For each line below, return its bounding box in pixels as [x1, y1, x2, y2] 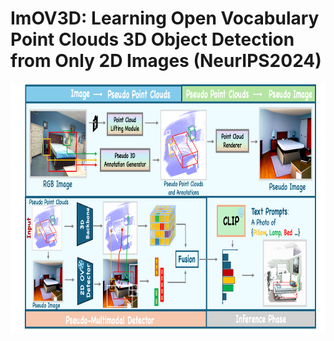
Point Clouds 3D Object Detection [10, 28, 295, 51]
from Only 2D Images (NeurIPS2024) [10, 50, 322, 72]
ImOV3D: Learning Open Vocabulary [10, 7, 320, 30]
